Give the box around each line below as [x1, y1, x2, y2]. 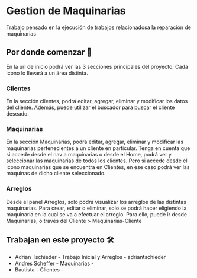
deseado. [6, 110, 30, 117]
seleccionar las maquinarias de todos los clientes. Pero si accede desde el [6, 157, 188, 164]
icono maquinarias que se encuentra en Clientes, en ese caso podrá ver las [6, 164, 190, 171]
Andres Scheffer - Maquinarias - [14, 260, 94, 267]
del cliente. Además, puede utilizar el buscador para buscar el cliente [6, 104, 175, 111]
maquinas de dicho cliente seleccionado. [6, 170, 106, 177]
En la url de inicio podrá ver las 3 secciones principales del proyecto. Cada [6, 63, 188, 70]
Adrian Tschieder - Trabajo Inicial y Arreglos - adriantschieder [14, 254, 166, 261]
